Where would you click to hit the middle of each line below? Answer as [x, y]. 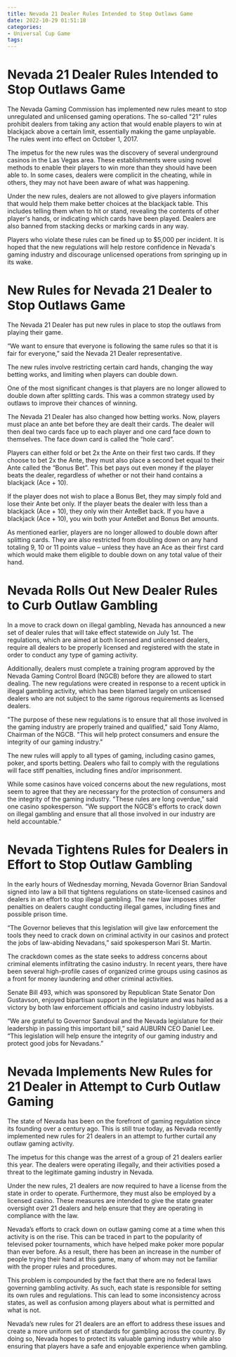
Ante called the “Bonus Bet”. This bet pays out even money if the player [111, 468]
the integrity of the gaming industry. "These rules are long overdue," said [113, 799]
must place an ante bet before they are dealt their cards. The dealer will [111, 424]
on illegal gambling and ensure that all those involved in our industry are [111, 813]
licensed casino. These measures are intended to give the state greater [110, 1200]
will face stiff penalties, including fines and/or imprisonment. [95, 770]
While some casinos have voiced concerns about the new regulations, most [117, 784]
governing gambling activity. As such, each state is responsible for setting [114, 1287]
